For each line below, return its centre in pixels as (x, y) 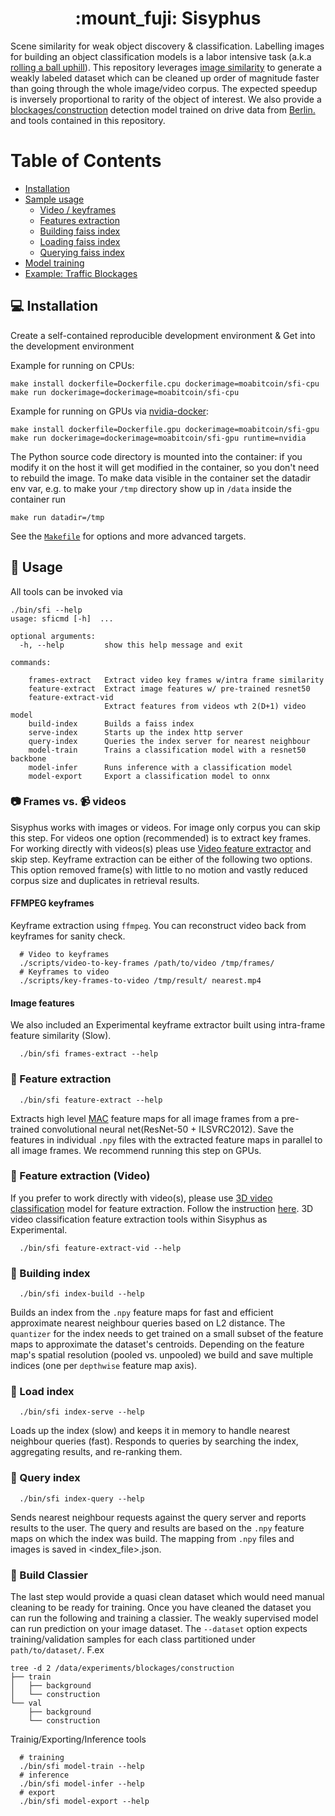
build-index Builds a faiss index (111, 723)
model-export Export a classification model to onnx (149, 776)
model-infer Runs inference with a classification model (160, 767)
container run (38, 499)
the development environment (72, 346)
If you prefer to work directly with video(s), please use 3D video (141, 1198)
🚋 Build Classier (49, 1575)
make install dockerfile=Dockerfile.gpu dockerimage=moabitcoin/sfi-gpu (165, 429)
